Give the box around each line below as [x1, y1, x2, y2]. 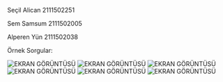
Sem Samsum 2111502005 [7, 19, 82, 27]
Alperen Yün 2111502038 [7, 33, 79, 41]
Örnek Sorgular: [7, 47, 54, 54]
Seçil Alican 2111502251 [7, 6, 75, 14]
